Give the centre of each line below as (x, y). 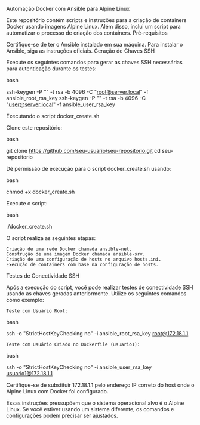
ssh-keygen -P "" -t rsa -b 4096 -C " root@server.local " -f (77, 92)
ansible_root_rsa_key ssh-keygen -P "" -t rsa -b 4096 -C (76, 98)
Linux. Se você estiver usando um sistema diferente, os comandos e (90, 409)
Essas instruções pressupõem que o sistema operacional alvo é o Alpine (95, 403)
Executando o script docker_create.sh (53, 116)
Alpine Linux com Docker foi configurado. (57, 391)
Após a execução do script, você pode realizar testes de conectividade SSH (100, 287)
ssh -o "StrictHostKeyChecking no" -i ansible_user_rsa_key (79, 367)
